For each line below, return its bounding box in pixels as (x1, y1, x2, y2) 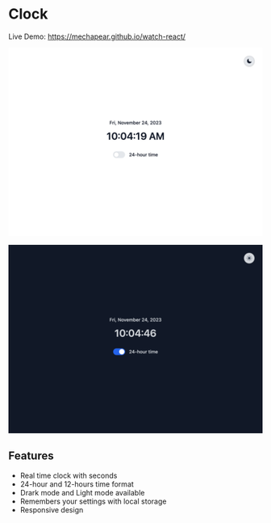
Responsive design (19, 504, 84, 514)
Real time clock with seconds (19, 470, 118, 480)
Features (8, 449, 54, 463)
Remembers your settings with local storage (19, 496, 167, 506)
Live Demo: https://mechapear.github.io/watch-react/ (8, 32, 186, 41)
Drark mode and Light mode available (19, 487, 145, 497)
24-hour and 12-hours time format (19, 479, 135, 489)
